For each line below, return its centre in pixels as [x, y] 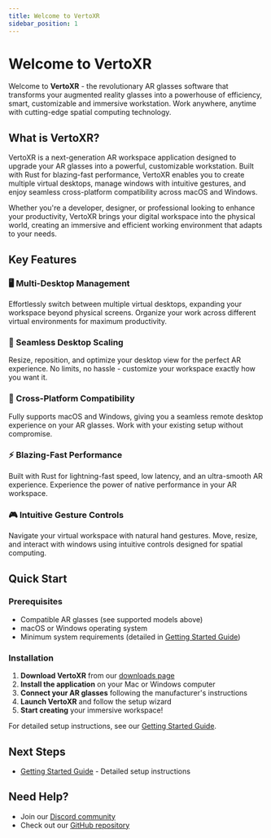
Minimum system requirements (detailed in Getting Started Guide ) [130, 637]
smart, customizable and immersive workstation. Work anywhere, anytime [132, 103]
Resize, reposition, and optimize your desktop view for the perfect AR [125, 360]
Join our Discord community [68, 816]
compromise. [31, 433]
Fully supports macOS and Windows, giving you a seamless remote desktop [136, 416]
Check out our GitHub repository [75, 825]
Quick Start [38, 579]
